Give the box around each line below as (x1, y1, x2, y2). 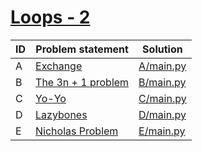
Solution (142, 42, 183, 56)
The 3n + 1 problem (35, 75, 130, 89)
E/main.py (138, 124, 186, 138)
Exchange (35, 59, 83, 73)
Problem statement (35, 42, 129, 56)
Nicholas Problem (35, 124, 119, 138)
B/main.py (138, 75, 187, 89)
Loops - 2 (10, 6, 91, 29)
